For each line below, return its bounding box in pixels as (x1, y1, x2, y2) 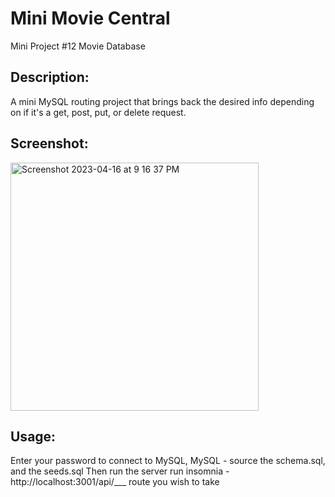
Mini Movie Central (10, 7, 171, 30)
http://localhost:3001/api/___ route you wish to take (10, 476, 220, 488)
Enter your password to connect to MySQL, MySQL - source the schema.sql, (10, 455, 326, 467)
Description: (10, 69, 90, 86)
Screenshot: (10, 135, 89, 152)
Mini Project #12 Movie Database (10, 40, 146, 52)
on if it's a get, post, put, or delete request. (10, 106, 187, 118)
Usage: (10, 428, 57, 445)
